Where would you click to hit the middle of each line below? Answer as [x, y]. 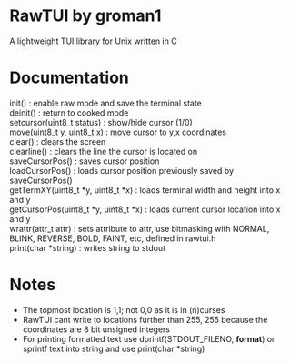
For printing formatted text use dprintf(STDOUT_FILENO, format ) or [149, 338]
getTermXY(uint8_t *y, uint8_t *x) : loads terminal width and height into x [145, 190]
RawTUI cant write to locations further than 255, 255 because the [145, 319]
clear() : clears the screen [58, 141]
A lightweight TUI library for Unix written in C [93, 41]
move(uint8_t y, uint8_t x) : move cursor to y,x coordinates [118, 132]
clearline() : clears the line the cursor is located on [104, 151]
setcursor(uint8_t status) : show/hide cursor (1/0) [101, 122]
